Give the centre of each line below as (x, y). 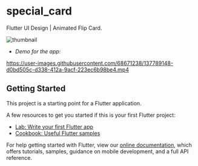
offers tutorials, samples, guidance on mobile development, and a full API (97, 151)
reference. (19, 158)
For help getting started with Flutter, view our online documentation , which (99, 145)
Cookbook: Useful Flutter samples (58, 133)
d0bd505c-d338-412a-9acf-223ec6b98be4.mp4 (68, 69)
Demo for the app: (38, 51)
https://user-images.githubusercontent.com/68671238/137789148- (90, 63)
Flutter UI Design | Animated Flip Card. (54, 28)
